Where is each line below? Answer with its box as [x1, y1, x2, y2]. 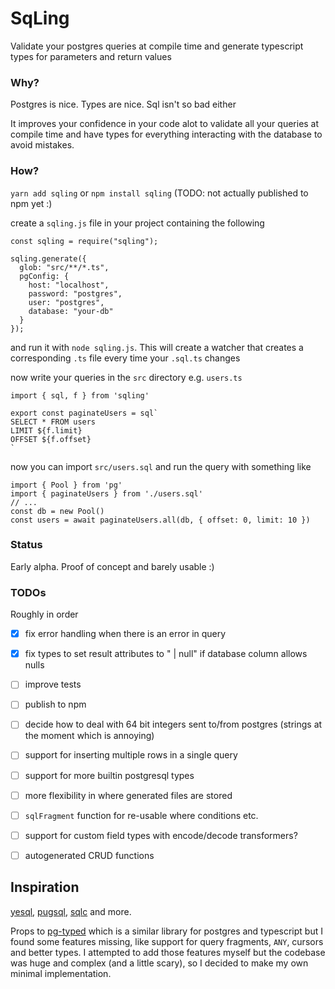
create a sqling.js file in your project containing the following [10, 217, 265, 229]
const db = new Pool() [10, 506, 105, 516]
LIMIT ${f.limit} [10, 425, 83, 436]
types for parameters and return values [10, 50, 172, 62]
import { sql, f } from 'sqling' [10, 390, 150, 401]
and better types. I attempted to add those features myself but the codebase [10, 946, 326, 958]
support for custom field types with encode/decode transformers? [24, 829, 298, 841]
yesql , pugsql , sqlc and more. [10, 905, 132, 917]
